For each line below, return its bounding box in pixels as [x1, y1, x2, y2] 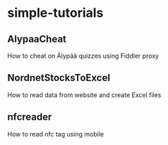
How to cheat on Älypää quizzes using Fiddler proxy [7, 51, 160, 60]
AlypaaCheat [7, 33, 67, 45]
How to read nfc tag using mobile [7, 130, 104, 138]
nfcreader [7, 111, 52, 123]
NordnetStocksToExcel [7, 72, 111, 84]
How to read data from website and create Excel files [7, 90, 162, 99]
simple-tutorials [7, 5, 104, 21]
